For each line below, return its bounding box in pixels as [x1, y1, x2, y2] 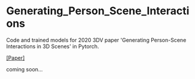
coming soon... [6, 65, 43, 72]
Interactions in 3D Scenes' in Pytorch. [6, 43, 99, 50]
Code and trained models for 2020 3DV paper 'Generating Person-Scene [6, 36, 187, 43]
